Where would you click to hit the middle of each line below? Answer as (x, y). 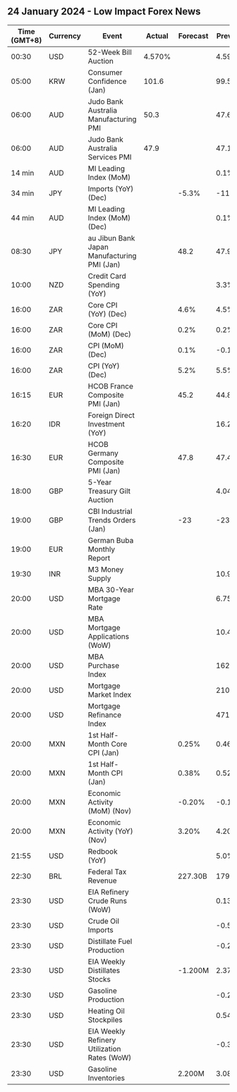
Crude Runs (107, 900)
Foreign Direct (111, 415)
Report (99, 558)
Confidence (107, 81)
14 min (23, 173)
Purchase (104, 665)
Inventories (107, 1078)
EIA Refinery (108, 892)
